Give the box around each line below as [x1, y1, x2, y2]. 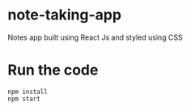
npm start [7, 95, 41, 103]
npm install [7, 88, 48, 96]
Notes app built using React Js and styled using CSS [7, 32, 183, 42]
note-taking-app [7, 6, 122, 24]
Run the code [7, 61, 99, 79]
